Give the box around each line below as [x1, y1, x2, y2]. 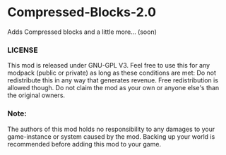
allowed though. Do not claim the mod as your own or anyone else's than [7, 84, 220, 92]
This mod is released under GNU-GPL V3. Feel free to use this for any [7, 61, 210, 70]
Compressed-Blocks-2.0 [7, 4, 157, 20]
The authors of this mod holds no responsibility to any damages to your [7, 125, 215, 133]
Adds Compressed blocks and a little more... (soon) [7, 27, 157, 36]
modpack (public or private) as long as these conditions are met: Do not [7, 68, 217, 77]
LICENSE [7, 45, 39, 55]
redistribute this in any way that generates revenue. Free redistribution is [7, 76, 219, 85]
